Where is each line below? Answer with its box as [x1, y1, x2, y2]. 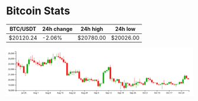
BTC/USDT [9, 26, 37, 33]
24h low [114, 26, 136, 33]
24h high [80, 26, 104, 33]
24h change [42, 26, 73, 33]
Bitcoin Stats [6, 4, 71, 18]
